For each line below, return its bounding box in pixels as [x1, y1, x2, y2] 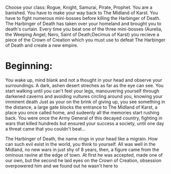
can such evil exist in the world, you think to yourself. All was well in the [5, 141, 156, 147]
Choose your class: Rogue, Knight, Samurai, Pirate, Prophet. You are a [5, 5, 153, 10]
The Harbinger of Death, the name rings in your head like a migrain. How [5, 135, 158, 142]
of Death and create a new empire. [5, 42, 78, 48]
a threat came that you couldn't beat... [5, 126, 86, 132]
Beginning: [5, 60, 53, 72]
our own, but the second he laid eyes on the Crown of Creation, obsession [5, 157, 162, 163]
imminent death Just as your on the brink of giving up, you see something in [5, 98, 165, 105]
